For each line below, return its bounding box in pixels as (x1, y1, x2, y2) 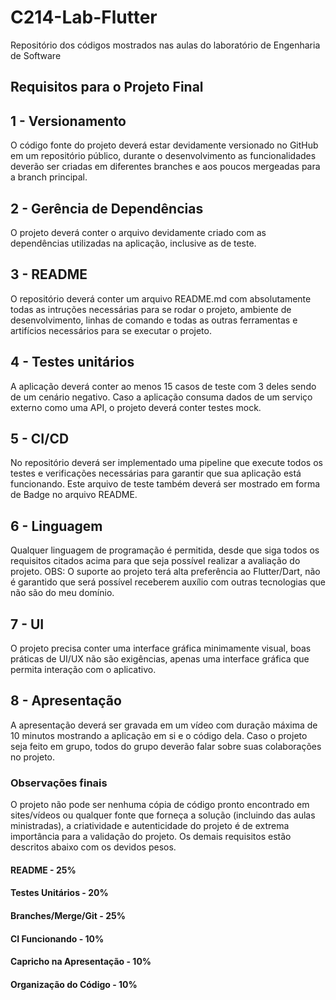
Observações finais (10, 776, 108, 790)
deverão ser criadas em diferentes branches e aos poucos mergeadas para (10, 161, 321, 173)
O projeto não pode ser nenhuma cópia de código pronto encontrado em (10, 799, 310, 811)
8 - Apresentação (10, 692, 122, 710)
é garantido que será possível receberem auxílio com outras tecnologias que (10, 576, 326, 588)
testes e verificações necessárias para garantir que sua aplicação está (10, 467, 302, 480)
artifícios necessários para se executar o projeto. (10, 324, 212, 336)
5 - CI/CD (10, 430, 70, 447)
